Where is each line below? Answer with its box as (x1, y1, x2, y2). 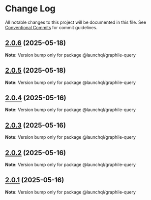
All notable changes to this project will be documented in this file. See (5, 19, 147, 25)
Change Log (5, 3, 56, 14)
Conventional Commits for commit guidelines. (5, 24, 97, 30)
